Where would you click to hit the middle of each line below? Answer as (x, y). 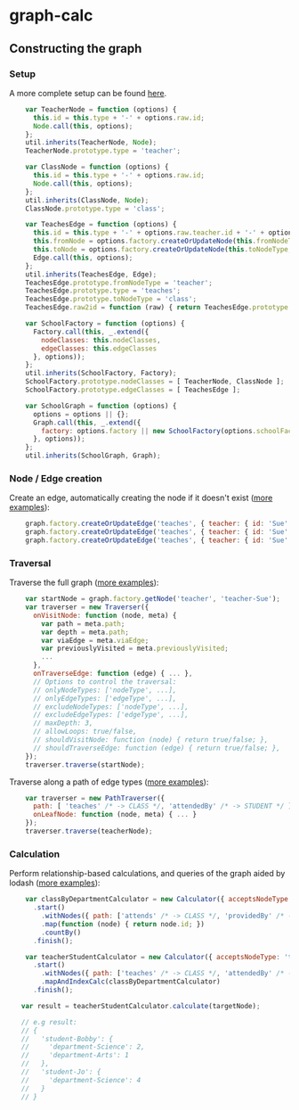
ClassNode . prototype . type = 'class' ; (95, 209)
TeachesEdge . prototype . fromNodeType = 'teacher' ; (119, 283)
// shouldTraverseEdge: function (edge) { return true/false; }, (156, 748)
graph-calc (51, 16)
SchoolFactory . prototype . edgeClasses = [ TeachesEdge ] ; (133, 390)
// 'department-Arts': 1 (75, 1056)
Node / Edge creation (56, 478)
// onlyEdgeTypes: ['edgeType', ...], (105, 698)
